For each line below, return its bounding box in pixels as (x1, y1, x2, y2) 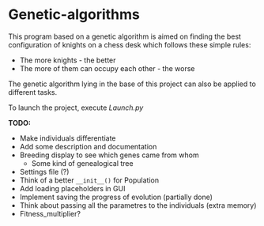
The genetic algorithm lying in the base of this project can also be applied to (8, 79, 257, 89)
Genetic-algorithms (8, 6, 141, 24)
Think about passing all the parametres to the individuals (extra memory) (19, 200, 257, 210)
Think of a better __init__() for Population (19, 175, 160, 185)
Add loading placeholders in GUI (19, 183, 126, 193)
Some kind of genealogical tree (31, 158, 134, 168)
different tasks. (8, 87, 58, 96)
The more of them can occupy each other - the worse (19, 63, 195, 73)
